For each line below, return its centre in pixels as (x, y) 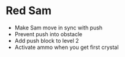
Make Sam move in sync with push (59, 28)
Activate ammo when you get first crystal (66, 47)
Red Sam (29, 11)
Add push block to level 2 (47, 40)
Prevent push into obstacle (48, 34)
